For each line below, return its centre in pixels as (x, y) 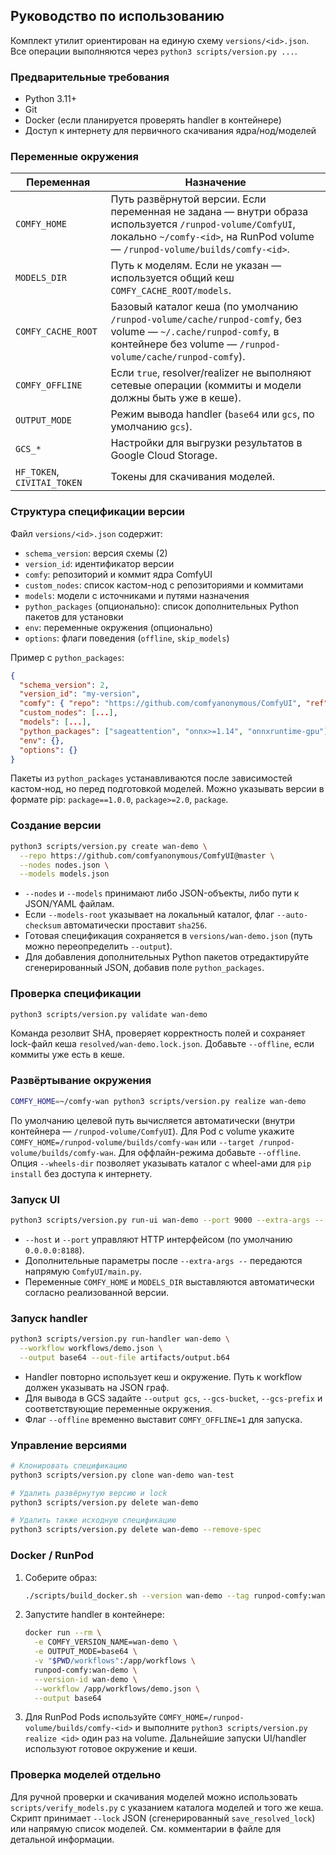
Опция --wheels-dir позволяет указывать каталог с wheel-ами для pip (161, 1163)
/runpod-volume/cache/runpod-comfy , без (206, 319)
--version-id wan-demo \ (86, 1679)
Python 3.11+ (51, 99)
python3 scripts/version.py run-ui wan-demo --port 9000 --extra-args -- (167, 1220)
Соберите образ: (61, 1577)
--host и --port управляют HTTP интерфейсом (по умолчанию (158, 1239)
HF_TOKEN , (37, 472)
